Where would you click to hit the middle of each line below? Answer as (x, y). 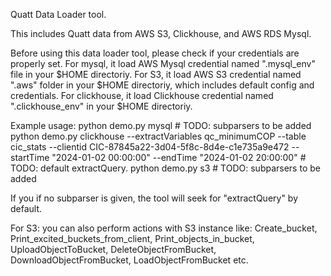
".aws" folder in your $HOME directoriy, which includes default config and (162, 85)
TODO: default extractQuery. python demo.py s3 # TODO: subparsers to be (165, 168)
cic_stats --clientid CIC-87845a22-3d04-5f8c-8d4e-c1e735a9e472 (150, 147)
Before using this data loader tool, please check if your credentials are (155, 53)
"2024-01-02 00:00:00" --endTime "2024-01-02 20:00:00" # (179, 157)
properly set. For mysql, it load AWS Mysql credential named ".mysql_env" (163, 63)
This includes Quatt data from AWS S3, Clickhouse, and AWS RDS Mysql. (161, 33)
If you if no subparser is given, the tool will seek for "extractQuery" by (154, 198)
